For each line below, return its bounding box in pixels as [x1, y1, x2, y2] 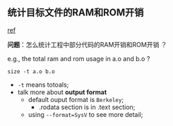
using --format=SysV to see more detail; [28, 110, 143, 118]
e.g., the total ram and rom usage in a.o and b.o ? [7, 54, 150, 63]
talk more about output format [17, 87, 107, 96]
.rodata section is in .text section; [38, 103, 136, 111]
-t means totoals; [17, 80, 69, 89]
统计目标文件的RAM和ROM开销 [7, 6, 144, 19]
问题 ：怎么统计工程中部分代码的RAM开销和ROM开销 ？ [7, 40, 167, 49]
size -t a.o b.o [7, 68, 55, 75]
